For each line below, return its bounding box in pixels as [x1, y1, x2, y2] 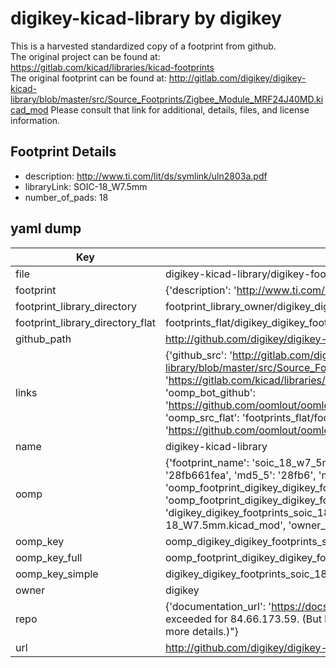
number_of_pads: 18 [24, 191, 109, 203]
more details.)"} [164, 624, 239, 638]
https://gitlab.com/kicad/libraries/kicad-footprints [10, 61, 215, 73]
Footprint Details [10, 143, 117, 161]
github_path [15, 332, 72, 346]
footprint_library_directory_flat [15, 315, 156, 329]
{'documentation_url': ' [164, 599, 272, 613]
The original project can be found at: [10, 50, 161, 62]
